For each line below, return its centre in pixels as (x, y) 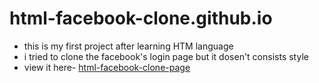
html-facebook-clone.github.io (141, 18)
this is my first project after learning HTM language (128, 46)
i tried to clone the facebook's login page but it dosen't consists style (166, 56)
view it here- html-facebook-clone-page (107, 67)
